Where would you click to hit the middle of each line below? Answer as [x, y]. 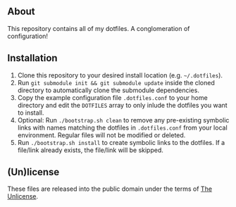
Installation [32, 58]
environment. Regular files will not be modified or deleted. [101, 135]
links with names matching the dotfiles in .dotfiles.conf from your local [122, 127]
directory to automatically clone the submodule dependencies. [108, 90]
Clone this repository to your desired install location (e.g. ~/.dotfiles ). [120, 75]
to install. [31, 113]
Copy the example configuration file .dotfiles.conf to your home [112, 97]
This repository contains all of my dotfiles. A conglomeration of [99, 28]
